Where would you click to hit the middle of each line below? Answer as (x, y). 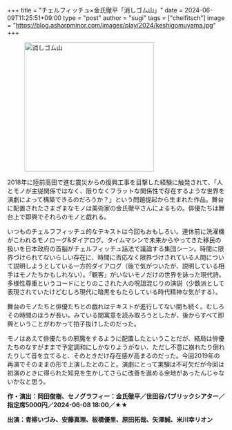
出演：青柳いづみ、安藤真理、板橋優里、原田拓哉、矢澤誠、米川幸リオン (110, 419)
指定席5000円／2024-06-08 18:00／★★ (67, 405)
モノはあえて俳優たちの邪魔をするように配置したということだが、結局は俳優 (116, 338)
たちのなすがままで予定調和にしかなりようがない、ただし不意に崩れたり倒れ (116, 347)
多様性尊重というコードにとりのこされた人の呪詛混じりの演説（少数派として (116, 283)
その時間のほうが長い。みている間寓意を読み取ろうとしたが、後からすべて (113, 315)
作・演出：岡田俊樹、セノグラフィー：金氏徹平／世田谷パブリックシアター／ (116, 396)
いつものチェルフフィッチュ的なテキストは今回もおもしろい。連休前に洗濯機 (116, 231)
